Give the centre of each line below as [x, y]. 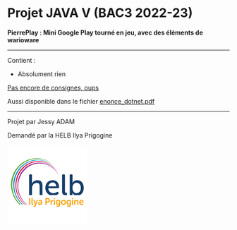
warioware [23, 40]
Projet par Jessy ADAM [41, 121]
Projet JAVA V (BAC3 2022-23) [100, 13]
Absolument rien [41, 74]
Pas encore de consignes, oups [53, 87]
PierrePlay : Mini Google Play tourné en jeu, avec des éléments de [105, 32]
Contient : [22, 60]
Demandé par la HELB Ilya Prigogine [60, 135]
